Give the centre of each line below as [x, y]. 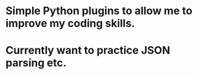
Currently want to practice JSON [88, 50]
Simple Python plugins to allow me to [99, 11]
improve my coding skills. [70, 23]
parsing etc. [36, 63]
